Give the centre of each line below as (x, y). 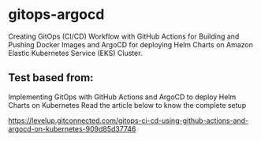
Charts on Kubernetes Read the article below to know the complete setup (127, 105)
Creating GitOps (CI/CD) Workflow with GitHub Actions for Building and (124, 36)
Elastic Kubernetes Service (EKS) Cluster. (75, 53)
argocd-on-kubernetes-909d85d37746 (72, 128)
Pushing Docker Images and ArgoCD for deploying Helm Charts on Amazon (131, 44)
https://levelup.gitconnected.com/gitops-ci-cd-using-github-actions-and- (129, 121)
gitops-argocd (56, 15)
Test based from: (51, 78)
